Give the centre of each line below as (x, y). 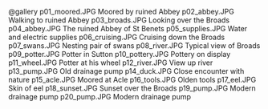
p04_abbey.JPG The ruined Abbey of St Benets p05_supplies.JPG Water (128, 28)
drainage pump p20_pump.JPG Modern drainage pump (99, 97)
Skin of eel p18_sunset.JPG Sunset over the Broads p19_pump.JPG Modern (132, 88)
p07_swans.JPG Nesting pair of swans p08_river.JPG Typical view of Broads (134, 46)
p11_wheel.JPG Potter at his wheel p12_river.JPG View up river (111, 63)
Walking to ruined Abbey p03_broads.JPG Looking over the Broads (119, 20)
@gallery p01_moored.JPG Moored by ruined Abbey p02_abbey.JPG (121, 12)
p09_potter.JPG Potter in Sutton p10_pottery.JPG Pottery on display (120, 54)
